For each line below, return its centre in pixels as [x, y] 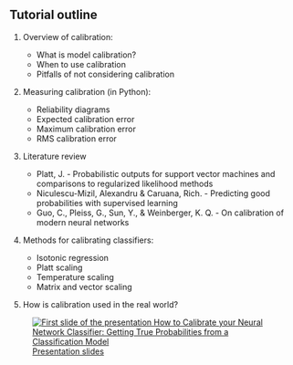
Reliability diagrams [73, 109]
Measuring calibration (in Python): [87, 91]
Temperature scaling [75, 276]
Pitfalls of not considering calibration [105, 74]
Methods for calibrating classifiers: [88, 240]
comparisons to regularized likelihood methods [125, 183]
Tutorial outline [53, 15]
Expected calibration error [85, 119]
